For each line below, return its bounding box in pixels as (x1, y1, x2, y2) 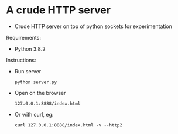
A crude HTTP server (6, 3, 111, 17)
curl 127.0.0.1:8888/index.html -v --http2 (14, 122, 123, 128)
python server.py (14, 79, 57, 85)
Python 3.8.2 (14, 45, 46, 52)
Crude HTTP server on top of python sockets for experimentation (14, 23, 173, 30)
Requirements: (6, 34, 41, 41)
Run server (14, 68, 42, 75)
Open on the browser (14, 89, 66, 96)
